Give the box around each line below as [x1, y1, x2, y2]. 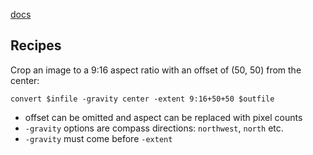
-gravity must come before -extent [24, 132, 173, 144]
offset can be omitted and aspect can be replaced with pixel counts [24, 111, 303, 123]
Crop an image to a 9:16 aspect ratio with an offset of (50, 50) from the [10, 64, 302, 76]
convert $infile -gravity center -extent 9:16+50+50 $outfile [10, 94, 275, 104]
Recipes [10, 37, 62, 54]
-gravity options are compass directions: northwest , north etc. [24, 122, 284, 134]
